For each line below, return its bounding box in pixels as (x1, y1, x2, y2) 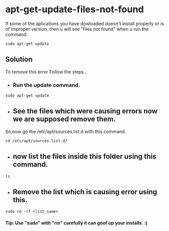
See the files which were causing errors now (12, 107, 158, 115)
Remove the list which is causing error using (12, 188, 157, 196)
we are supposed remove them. (12, 115, 116, 124)
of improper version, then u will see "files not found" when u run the (5, 26, 149, 32)
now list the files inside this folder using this (12, 152, 157, 161)
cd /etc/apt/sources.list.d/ (5, 138, 68, 144)
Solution (5, 55, 33, 64)
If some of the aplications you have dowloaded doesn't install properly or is (5, 20, 164, 27)
